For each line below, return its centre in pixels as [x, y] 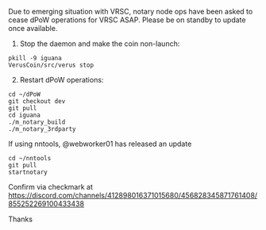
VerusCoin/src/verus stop [51, 65]
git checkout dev [37, 102]
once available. [33, 28]
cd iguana [25, 115]
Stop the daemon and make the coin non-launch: [100, 44]
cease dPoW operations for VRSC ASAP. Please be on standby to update [127, 20]
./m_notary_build [37, 122]
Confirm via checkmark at [51, 187]
